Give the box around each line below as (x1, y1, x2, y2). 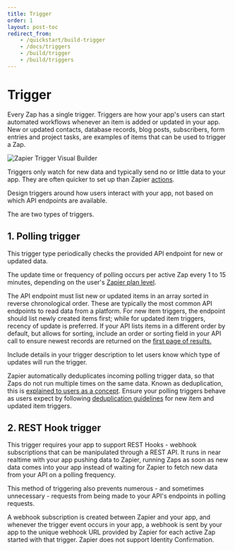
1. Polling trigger (7, 230, 80, 242)
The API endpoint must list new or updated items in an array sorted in (7, 291, 209, 300)
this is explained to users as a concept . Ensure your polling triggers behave (7, 386, 226, 395)
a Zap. (7, 140, 26, 148)
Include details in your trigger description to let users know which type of (7, 350, 220, 359)
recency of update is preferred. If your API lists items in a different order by (7, 321, 226, 330)
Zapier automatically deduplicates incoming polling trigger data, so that (7, 372, 215, 380)
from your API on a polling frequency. (7, 470, 116, 479)
